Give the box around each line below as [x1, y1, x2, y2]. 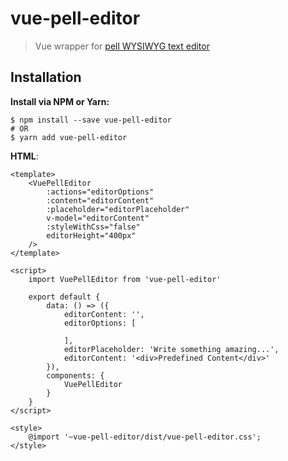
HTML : [10, 150, 39, 162]
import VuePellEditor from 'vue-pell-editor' [28, 274, 222, 284]
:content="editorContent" [46, 195, 155, 206]
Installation [10, 69, 82, 86]
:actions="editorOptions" [46, 187, 155, 197]
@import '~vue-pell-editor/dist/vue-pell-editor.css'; [28, 432, 262, 442]
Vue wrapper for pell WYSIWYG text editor [34, 40, 210, 52]
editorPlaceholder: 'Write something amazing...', [63, 344, 280, 354]
